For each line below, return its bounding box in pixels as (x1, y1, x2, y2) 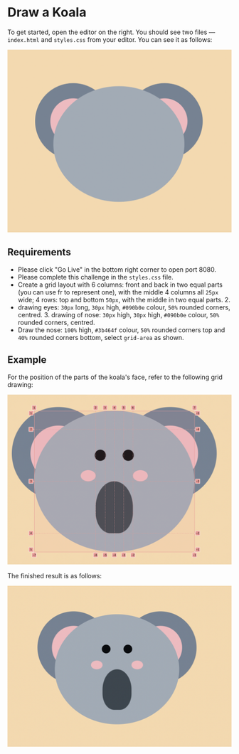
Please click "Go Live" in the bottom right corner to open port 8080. (17, 265, 217, 274)
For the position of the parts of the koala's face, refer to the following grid (7, 373, 223, 381)
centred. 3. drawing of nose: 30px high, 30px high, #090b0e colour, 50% (17, 310, 220, 319)
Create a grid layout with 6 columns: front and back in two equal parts (17, 280, 223, 289)
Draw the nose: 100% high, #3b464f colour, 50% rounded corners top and (17, 325, 225, 334)
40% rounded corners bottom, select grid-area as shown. (17, 333, 184, 341)
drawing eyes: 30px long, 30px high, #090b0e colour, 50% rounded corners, (17, 303, 231, 312)
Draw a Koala (7, 4, 87, 21)
